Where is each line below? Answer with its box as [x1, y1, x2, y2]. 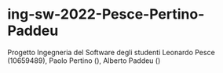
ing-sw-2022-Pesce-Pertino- [7, 5, 205, 23]
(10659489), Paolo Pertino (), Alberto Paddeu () [7, 56, 161, 65]
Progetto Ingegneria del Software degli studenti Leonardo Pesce [7, 47, 215, 57]
